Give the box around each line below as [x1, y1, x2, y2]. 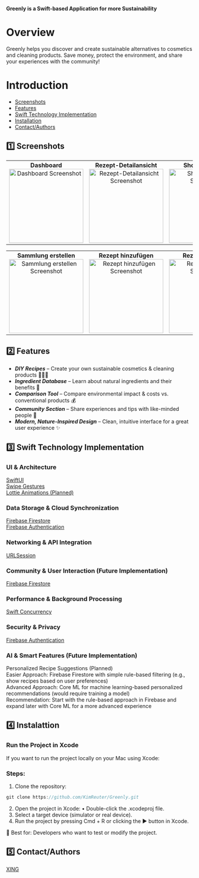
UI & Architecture [6, 463, 57, 471]
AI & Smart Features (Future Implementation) [6, 651, 137, 660]
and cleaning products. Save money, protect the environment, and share [6, 52, 182, 59]
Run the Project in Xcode [6, 741, 79, 750]
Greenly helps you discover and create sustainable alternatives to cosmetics [6, 45, 192, 52]
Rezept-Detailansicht [95, 161, 158, 169]
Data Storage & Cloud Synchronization [6, 504, 120, 512]
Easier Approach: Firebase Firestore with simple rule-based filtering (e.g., [6, 671, 185, 678]
